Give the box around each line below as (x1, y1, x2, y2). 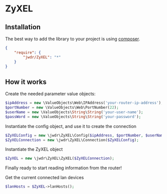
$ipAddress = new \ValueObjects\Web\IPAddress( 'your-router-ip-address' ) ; (5, 100, 164, 106)
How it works (5, 77, 47, 86)
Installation (5, 23, 41, 31)
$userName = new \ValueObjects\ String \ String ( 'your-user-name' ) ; (5, 110, 143, 115)
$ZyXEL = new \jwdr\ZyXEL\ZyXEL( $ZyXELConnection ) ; (5, 156, 114, 161)
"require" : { (14, 50, 41, 55)
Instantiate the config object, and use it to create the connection (5, 123, 137, 129)
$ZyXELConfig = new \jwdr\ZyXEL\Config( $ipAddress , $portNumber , (5, 132, 143, 138)
